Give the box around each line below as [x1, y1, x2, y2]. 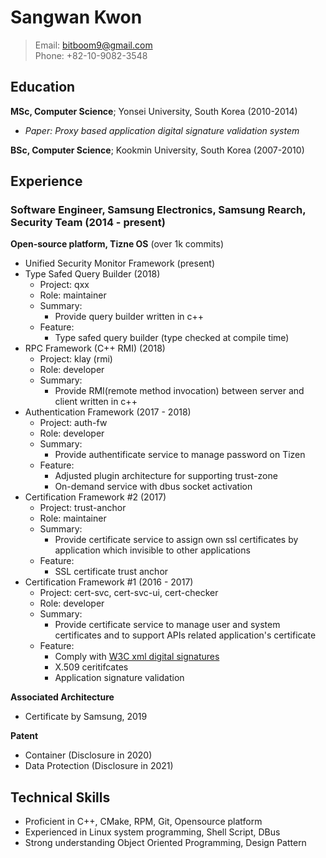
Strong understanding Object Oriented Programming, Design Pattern [24, 837, 307, 849]
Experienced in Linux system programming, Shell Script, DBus [24, 826, 281, 838]
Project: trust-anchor [39, 502, 127, 514]
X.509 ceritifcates [54, 661, 129, 673]
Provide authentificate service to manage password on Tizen [54, 449, 306, 461]
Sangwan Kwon [10, 6, 143, 29]
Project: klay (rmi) [39, 353, 113, 365]
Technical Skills [10, 789, 111, 806]
